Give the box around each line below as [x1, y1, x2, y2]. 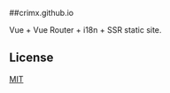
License [9, 50, 54, 66]
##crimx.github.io [9, 8, 73, 18]
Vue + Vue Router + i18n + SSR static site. [9, 25, 162, 35]
